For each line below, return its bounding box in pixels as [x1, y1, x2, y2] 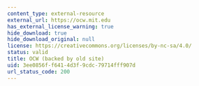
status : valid [7, 49, 49, 56]
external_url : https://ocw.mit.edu [7, 17, 111, 24]
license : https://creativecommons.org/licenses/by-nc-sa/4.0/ [7, 42, 192, 49]
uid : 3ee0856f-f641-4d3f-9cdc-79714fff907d [7, 62, 136, 69]
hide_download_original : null [7, 36, 96, 43]
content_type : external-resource [7, 10, 105, 17]
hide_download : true [7, 29, 68, 37]
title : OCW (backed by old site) [7, 55, 105, 62]
